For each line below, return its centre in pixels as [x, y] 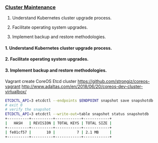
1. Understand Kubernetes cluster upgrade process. [59, 48]
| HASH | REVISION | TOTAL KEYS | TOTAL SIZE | [58, 123]
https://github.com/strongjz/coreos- [114, 81]
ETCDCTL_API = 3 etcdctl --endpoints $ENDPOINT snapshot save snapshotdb [79, 101]
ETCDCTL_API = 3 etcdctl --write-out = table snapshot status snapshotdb [77, 114]
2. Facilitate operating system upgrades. [47, 59]
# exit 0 [14, 105]
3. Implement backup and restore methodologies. [56, 70]
